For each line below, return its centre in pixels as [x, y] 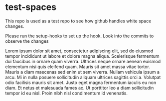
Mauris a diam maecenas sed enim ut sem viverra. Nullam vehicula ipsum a [83, 72]
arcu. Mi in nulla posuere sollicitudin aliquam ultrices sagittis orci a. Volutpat [83, 77]
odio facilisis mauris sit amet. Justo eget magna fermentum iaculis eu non [81, 82]
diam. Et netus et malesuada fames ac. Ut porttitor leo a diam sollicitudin [80, 88]
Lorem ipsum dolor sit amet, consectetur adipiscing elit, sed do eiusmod [79, 51]
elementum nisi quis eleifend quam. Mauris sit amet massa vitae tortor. [78, 67]
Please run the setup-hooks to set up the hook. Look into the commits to [80, 36]
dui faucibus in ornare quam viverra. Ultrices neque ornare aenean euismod [83, 61]
